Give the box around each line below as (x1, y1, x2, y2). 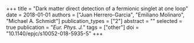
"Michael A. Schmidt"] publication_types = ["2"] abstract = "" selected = (6, 18, 183, 24)
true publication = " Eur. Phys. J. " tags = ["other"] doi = (6, 24, 139, 31)
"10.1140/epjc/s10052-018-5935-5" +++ (6, 30, 104, 37)
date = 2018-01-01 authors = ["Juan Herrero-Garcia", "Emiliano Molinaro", (6, 11, 185, 18)
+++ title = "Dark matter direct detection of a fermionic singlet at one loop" (6, 5, 188, 12)
